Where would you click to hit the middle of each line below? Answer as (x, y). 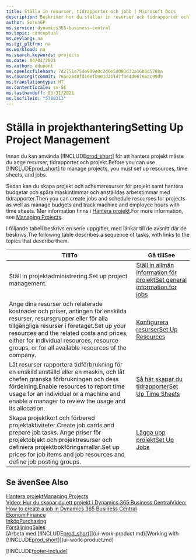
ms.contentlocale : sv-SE (36, 88)
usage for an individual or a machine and (65, 393)
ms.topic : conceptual (32, 33)
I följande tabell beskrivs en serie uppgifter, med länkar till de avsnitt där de (96, 228)
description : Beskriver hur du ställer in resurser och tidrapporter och (98, 17)
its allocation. (27, 408)
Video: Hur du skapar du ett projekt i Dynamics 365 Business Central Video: (96, 503)
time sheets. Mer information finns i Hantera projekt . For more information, (95, 210)
